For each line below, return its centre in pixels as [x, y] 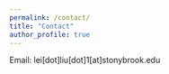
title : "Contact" [42, 26]
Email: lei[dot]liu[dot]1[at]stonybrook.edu [85, 60]
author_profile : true [50, 34]
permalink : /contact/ [50, 18]
